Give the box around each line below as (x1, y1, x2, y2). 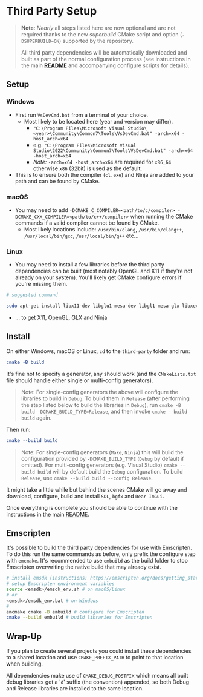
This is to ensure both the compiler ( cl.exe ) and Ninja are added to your (14, 171, 195, 178)
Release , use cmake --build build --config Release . (21, 474, 153, 481)
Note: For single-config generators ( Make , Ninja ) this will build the (21, 448, 184, 455)
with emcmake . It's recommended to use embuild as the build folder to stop (6, 557, 188, 564)
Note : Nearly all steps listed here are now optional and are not (21, 24, 176, 31)
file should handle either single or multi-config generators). (6, 377, 153, 384)
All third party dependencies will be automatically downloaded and (21, 48, 187, 56)
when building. (6, 660, 43, 667)
